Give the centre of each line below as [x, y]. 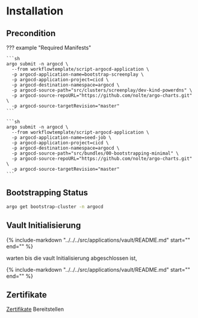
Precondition [31, 33]
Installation [35, 11]
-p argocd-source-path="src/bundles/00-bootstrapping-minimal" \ [95, 153]
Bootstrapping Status [47, 193]
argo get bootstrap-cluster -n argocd [55, 206]
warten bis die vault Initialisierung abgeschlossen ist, [72, 258]
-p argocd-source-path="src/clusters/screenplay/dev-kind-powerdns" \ [102, 90]
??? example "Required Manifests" [49, 47]
